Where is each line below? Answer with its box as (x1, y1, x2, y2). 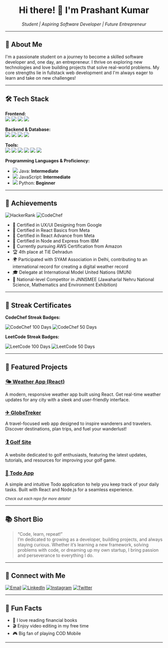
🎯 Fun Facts (5, 604, 42, 612)
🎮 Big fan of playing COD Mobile (12, 630, 81, 636)
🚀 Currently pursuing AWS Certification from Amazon (12, 243, 122, 250)
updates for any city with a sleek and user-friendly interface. (5, 396, 130, 402)
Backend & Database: (5, 126, 51, 132)
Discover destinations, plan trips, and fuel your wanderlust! (5, 426, 127, 432)
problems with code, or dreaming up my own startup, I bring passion (17, 547, 159, 553)
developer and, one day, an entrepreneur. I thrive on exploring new (5, 59, 142, 65)
